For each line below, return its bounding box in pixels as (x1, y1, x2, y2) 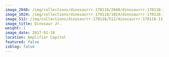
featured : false (5, 40, 39, 45)
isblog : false (5, 44, 35, 49)
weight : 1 (5, 26, 26, 31)
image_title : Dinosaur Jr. (5, 21, 62, 26)
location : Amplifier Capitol (5, 35, 66, 40)
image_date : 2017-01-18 (5, 30, 55, 35)
